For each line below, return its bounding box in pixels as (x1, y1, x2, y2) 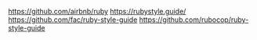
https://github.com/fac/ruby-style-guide (8, 15, 138, 24)
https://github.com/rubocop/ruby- (139, 15, 249, 24)
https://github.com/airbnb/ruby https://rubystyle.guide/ (8, 7, 186, 16)
